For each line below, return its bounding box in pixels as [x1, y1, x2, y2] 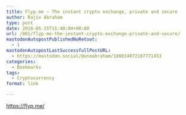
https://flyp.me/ [6, 102, 45, 109]
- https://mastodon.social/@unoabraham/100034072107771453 [11, 53, 162, 59]
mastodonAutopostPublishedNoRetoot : [6, 36, 97, 42]
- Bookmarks [11, 64, 42, 70]
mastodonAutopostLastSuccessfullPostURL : [6, 48, 111, 54]
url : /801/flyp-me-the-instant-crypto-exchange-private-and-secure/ [6, 31, 181, 37]
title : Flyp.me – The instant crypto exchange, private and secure [6, 8, 178, 15]
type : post [6, 20, 33, 26]
